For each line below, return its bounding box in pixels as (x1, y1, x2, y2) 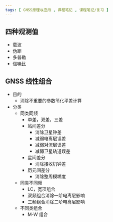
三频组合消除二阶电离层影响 (27, 199, 85, 205)
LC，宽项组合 (27, 186, 56, 192)
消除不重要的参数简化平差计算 (20, 98, 82, 104)
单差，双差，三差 (27, 117, 63, 123)
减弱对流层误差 (35, 142, 66, 148)
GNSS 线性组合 (5, 77, 52, 85)
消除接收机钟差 (35, 161, 66, 167)
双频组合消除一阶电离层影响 (27, 193, 85, 199)
